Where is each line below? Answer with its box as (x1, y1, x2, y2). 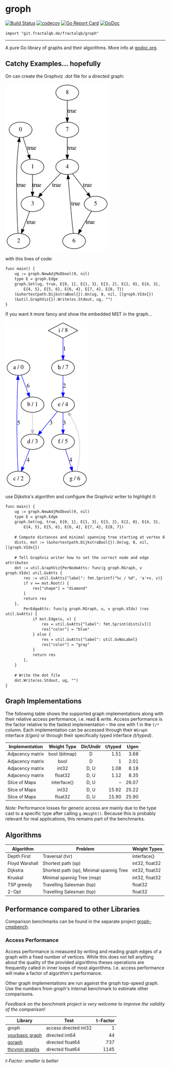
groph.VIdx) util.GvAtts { (5, 570, 63, 575)
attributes (5, 560, 28, 565)
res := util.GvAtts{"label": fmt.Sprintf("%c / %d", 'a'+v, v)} (23, 575, 163, 581)
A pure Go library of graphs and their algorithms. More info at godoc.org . (5, 44, 158, 51)
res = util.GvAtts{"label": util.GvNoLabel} (41, 637, 138, 642)
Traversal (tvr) (42, 853, 73, 859)
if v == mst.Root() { (23, 581, 70, 586)
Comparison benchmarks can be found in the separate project (5, 919, 136, 925)
